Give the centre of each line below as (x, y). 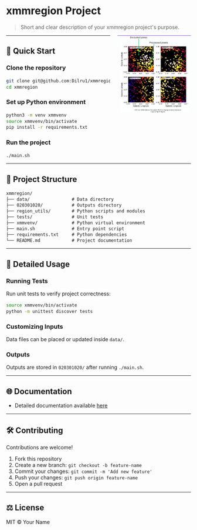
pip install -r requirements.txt (47, 128)
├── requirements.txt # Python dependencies (67, 235)
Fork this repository (38, 459)
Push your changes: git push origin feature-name (76, 477)
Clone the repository (36, 68)
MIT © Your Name (28, 522)
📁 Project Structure (42, 179)
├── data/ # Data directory (60, 199)
